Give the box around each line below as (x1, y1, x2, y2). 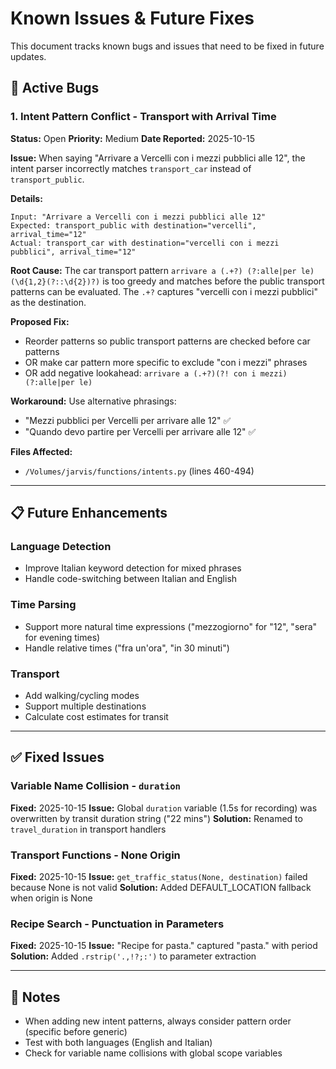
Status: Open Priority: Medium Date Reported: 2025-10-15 (10, 132, 255, 144)
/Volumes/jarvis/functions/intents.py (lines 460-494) (24, 465, 255, 477)
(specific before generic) (24, 1026, 128, 1037)
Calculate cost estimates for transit (24, 710, 169, 722)
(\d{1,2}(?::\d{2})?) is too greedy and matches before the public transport (10, 275, 325, 287)
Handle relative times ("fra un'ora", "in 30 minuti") (24, 642, 230, 654)
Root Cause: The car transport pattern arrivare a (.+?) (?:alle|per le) (10, 264, 315, 276)
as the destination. (10, 296, 87, 308)
